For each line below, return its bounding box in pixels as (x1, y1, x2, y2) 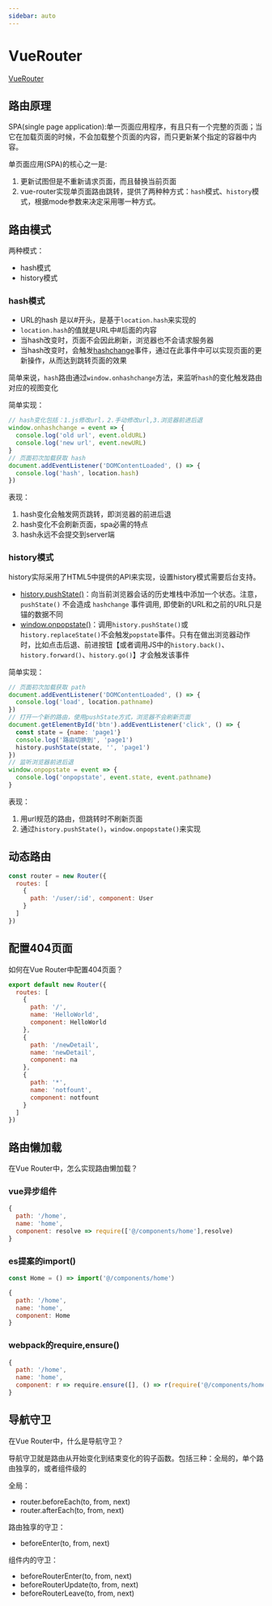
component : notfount (29, 1094, 100, 1102)
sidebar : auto (8, 11, 57, 20)
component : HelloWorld (29, 1018, 107, 1026)
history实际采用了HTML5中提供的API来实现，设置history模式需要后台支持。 (8, 571, 261, 581)
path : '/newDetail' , (29, 1041, 100, 1049)
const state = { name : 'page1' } (15, 728, 121, 737)
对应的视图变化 (8, 383, 58, 393)
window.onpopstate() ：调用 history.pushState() (19, 619, 182, 629)
